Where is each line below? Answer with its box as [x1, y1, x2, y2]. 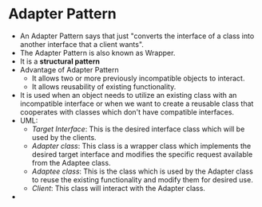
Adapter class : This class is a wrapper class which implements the [31, 141, 252, 150]
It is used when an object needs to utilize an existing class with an [19, 90, 237, 100]
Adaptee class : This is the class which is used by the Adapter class [31, 166, 253, 176]
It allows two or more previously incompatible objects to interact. [31, 73, 245, 83]
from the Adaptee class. [31, 158, 111, 167]
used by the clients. [31, 132, 97, 142]
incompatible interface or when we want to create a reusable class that [19, 99, 254, 108]
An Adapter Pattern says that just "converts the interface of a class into [19, 31, 255, 41]
